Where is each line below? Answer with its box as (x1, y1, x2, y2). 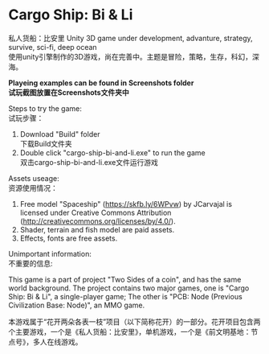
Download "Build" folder (19, 129, 100, 138)
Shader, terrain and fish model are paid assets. (19, 224, 175, 234)
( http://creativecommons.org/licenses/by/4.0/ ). (19, 216, 176, 226)
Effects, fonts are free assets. (19, 233, 118, 243)
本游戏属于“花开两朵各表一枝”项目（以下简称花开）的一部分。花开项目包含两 (8, 316, 261, 327)
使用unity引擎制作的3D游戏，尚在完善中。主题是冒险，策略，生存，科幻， (8, 51, 253, 61)
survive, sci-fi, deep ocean (8, 42, 98, 51)
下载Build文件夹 (19, 138, 72, 148)
